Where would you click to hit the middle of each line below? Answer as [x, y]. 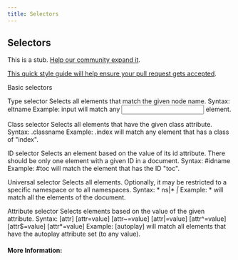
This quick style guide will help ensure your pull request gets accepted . [112, 74]
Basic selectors [30, 88]
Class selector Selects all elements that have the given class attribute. [110, 125]
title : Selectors [33, 14]
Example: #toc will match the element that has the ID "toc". [94, 169]
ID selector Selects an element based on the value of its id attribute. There [117, 153]
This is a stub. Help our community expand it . [74, 60]
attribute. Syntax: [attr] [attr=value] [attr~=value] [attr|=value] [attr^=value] [117, 219]
